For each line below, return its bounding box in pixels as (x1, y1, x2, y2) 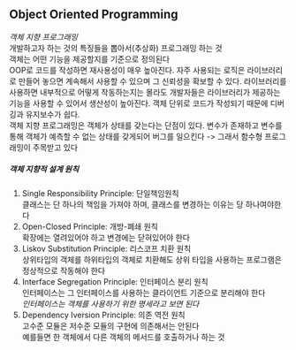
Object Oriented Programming (9, 7, 178, 22)
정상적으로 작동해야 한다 (21, 265, 106, 276)
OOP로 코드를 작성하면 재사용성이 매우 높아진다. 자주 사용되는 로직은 (9, 65, 246, 75)
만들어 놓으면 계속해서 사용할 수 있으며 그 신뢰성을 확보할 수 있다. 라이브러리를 (18, 75, 287, 87)
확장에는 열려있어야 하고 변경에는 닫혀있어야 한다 (21, 232, 190, 242)
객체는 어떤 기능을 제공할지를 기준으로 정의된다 (9, 53, 171, 65)
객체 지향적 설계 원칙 (9, 164, 80, 175)
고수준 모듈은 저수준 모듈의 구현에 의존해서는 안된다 (21, 320, 200, 331)
